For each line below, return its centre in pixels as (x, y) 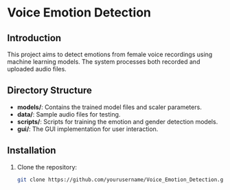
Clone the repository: (47, 167)
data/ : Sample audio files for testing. (69, 114)
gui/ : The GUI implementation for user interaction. (88, 129)
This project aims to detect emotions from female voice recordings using (110, 54)
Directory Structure (50, 91)
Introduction (34, 38)
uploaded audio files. (37, 69)
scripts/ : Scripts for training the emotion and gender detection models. (117, 121)
